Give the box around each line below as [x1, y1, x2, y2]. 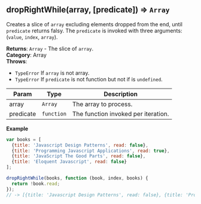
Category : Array [6, 51, 47, 59]
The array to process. [72, 100, 133, 108]
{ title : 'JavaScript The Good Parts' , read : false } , [11, 153, 146, 159]
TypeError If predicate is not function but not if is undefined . [14, 75, 163, 83]
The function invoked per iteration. [72, 109, 169, 118]
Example [6, 125, 29, 132]
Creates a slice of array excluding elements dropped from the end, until [6, 20, 182, 28]
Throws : [6, 57, 28, 65]
